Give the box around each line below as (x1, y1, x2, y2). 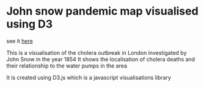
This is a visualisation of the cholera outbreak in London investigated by (6, 49, 188, 56)
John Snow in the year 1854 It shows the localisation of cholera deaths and (6, 55, 195, 63)
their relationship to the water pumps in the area (6, 62, 127, 69)
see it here (6, 37, 34, 44)
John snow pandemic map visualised (6, 4, 199, 18)
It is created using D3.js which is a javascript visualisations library (6, 74, 172, 81)
